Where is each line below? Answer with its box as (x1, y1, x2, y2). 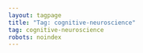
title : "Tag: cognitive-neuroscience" (8, 19, 136, 26)
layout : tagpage (8, 11, 62, 19)
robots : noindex (8, 33, 62, 41)
